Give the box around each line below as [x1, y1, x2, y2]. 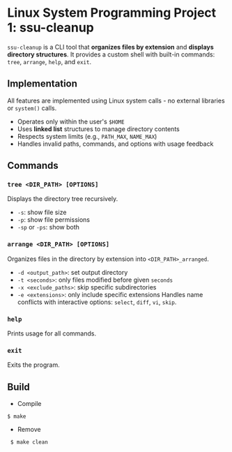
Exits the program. [7, 361, 61, 369]
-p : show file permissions [17, 216, 91, 224]
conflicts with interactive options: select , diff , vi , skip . [17, 298, 177, 306]
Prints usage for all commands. [7, 329, 96, 338]
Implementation [7, 78, 78, 90]
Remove [17, 425, 41, 434]
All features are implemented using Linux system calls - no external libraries [7, 96, 225, 105]
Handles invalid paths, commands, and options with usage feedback [17, 140, 214, 148]
